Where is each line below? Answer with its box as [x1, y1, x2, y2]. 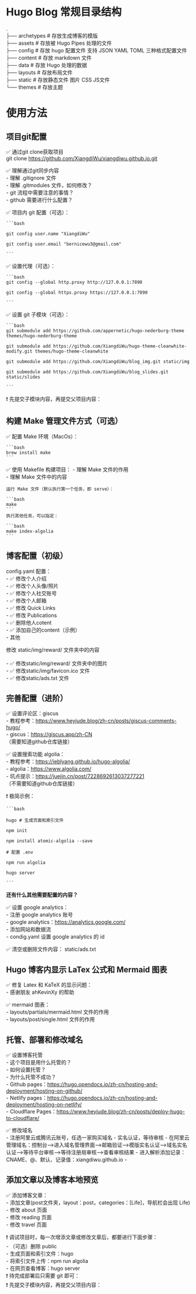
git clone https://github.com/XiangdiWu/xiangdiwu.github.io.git [6, 155, 158, 162]
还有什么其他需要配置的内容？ [6, 891, 78, 899]
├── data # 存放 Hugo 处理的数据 [6, 61, 87, 68]
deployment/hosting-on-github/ [6, 1088, 83, 1094]
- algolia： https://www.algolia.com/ [6, 765, 92, 773]
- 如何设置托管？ [6, 1066, 46, 1073]
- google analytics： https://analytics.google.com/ [6, 918, 126, 926]
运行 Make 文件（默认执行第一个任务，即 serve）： [6, 486, 114, 492]
